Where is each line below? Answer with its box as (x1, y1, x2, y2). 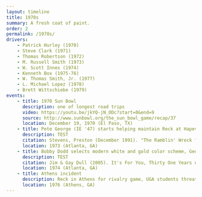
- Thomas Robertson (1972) (17, 53, 85, 59)
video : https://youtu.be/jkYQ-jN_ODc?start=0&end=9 (22, 109, 155, 115)
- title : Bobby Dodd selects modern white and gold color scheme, (17, 148, 187, 154)
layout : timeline (6, 8, 50, 15)
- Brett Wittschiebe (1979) (17, 87, 87, 93)
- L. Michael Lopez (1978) (17, 82, 85, 88)
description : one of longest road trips (22, 103, 125, 110)
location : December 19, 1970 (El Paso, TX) (22, 121, 133, 127)
